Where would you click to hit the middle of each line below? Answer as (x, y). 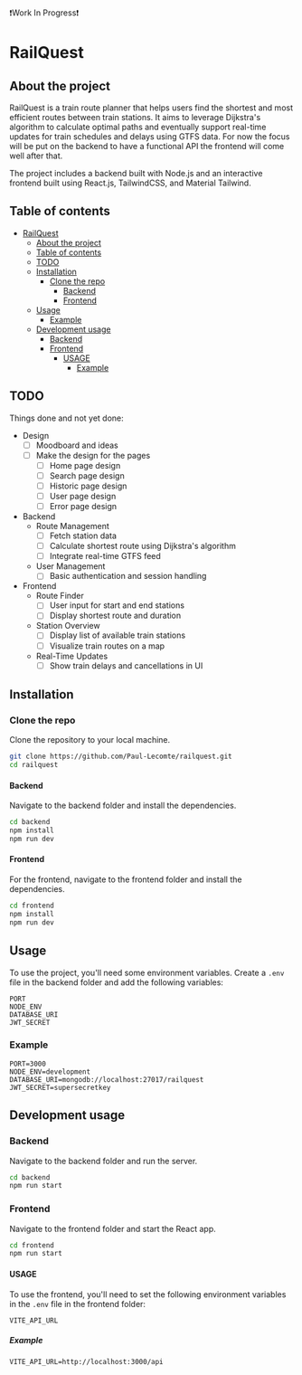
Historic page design (88, 486)
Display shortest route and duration (115, 616)
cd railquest (34, 765)
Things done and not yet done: (66, 418)
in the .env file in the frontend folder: (78, 1304)
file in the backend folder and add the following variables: (117, 982)
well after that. (36, 156)
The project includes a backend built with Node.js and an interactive (136, 173)
